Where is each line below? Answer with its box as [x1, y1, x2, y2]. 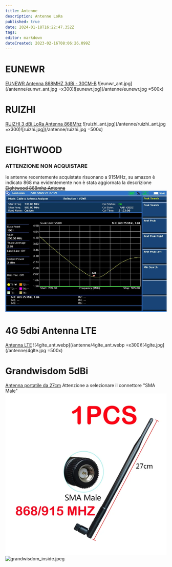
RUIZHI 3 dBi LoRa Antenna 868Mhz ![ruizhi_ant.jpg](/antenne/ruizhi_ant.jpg [5, 120, 166, 127]
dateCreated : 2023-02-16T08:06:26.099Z [5, 41, 91, 46]
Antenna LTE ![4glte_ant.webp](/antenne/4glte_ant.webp [5, 342, 125, 348]
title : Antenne [5, 8, 38, 13]
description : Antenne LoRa [5, 13, 63, 19]
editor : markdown [5, 35, 42, 40]
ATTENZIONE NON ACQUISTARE [5, 162, 88, 169]
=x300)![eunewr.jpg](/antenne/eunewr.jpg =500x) [58, 86, 164, 92]
